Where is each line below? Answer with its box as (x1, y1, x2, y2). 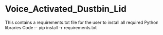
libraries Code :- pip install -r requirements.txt (5, 24, 97, 30)
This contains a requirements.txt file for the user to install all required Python (5, 19, 159, 25)
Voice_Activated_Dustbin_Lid (5, 3, 127, 15)
